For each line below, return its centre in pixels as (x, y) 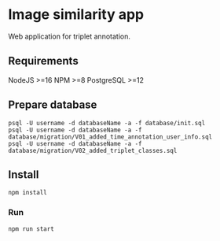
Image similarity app (76, 15)
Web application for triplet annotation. (70, 36)
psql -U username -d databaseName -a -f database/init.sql (107, 123)
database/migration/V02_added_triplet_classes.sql (93, 150)
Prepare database (53, 105)
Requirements (43, 61)
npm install (27, 193)
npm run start (31, 229)
